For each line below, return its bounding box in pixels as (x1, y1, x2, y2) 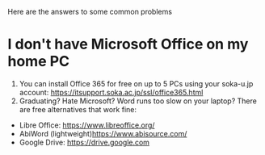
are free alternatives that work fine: (19, 104, 137, 114)
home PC (7, 52, 70, 71)
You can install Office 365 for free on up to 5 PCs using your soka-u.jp (19, 78, 254, 88)
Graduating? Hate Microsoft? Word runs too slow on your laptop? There (19, 96, 258, 106)
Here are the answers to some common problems (7, 7, 173, 16)
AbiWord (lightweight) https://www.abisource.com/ (19, 128, 187, 138)
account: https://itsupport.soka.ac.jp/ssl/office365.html (19, 87, 204, 97)
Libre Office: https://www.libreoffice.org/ (19, 120, 155, 130)
